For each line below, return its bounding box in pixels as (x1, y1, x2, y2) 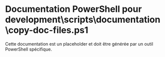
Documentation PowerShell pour (5, 3, 142, 15)
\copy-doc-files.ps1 (5, 25, 88, 36)
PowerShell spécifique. (5, 46, 52, 52)
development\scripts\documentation (5, 14, 161, 25)
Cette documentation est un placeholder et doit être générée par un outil (5, 41, 154, 47)
